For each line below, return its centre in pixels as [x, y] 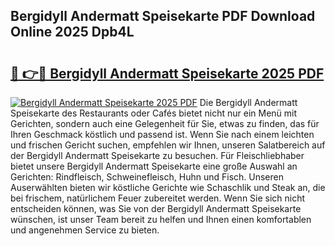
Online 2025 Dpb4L [72, 32]
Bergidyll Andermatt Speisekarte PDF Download [163, 16]
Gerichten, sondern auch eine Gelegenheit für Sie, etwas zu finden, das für [165, 123]
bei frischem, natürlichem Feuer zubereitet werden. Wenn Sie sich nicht [158, 198]
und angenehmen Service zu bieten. [85, 230]
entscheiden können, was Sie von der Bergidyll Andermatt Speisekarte [156, 208]
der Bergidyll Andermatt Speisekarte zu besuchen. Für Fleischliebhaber [157, 155]
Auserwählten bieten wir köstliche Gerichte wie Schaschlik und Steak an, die [168, 187]
